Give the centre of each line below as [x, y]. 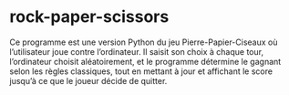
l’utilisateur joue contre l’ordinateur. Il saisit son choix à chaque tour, [137, 51]
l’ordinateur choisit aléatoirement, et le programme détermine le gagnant [145, 61]
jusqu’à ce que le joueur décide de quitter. [88, 80]
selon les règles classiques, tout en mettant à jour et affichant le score [141, 71]
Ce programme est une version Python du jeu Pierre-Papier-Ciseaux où [144, 42]
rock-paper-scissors [89, 17]
